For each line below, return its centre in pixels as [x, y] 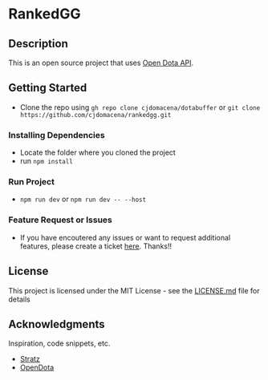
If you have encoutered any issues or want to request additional [125, 237]
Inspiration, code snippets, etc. [59, 344]
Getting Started [48, 88]
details [19, 299]
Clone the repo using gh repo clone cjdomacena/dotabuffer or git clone [140, 107]
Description [38, 44]
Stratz [30, 359]
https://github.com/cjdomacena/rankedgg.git [95, 115]
